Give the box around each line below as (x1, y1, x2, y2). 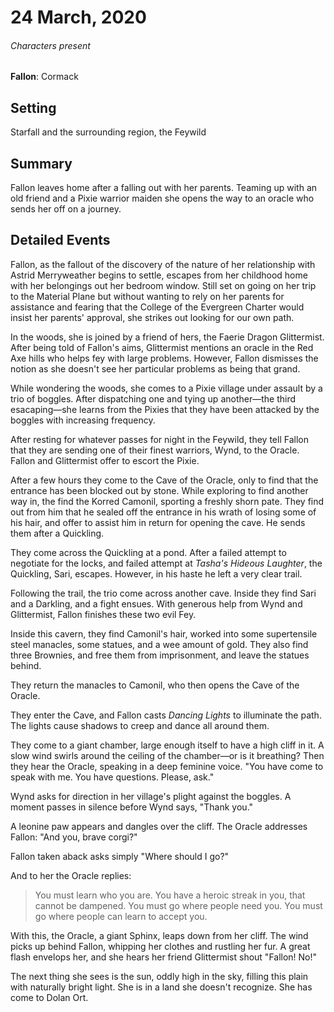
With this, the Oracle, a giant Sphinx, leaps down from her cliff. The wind (10, 929, 309, 941)
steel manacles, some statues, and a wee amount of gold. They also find (10, 638, 309, 650)
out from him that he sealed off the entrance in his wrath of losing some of (10, 506, 317, 518)
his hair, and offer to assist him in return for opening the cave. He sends (10, 516, 306, 528)
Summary (10, 155, 73, 172)
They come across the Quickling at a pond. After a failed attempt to (10, 546, 287, 558)
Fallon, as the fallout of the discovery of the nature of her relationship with (10, 258, 316, 270)
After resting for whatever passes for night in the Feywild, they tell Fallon (10, 433, 309, 445)
